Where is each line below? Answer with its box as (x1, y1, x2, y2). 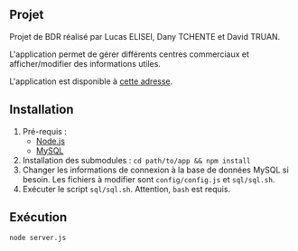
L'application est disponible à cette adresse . (9, 76, 173, 87)
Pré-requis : (22, 125, 68, 136)
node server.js (9, 234, 67, 243)
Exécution (9, 209, 68, 225)
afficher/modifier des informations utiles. (9, 58, 161, 69)
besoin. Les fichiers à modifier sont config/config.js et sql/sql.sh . (22, 173, 275, 184)
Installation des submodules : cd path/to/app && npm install (22, 154, 251, 165)
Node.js (35, 135, 66, 146)
